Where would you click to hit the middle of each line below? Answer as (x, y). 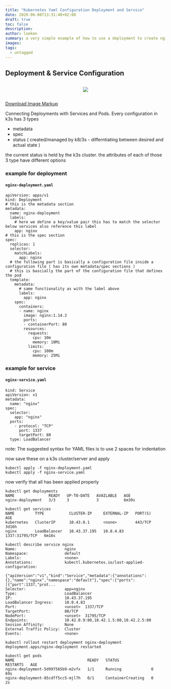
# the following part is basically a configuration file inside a (82, 262)
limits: (36, 347)
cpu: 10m (42, 338)
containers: (31, 307)
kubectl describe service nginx (39, 545)
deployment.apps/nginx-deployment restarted (53, 647)
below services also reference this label (51, 227)
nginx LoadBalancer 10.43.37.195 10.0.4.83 (65, 531)
